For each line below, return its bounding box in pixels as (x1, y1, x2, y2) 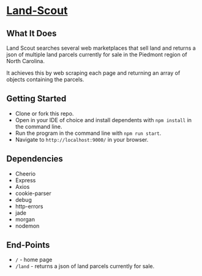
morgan (15, 215, 36, 223)
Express (15, 176, 36, 184)
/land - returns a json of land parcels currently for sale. (15, 263, 155, 270)
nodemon (15, 222, 40, 229)
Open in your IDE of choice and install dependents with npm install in (15, 116, 192, 123)
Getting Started (6, 93, 67, 104)
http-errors (15, 202, 43, 210)
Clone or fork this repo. (15, 110, 74, 117)
